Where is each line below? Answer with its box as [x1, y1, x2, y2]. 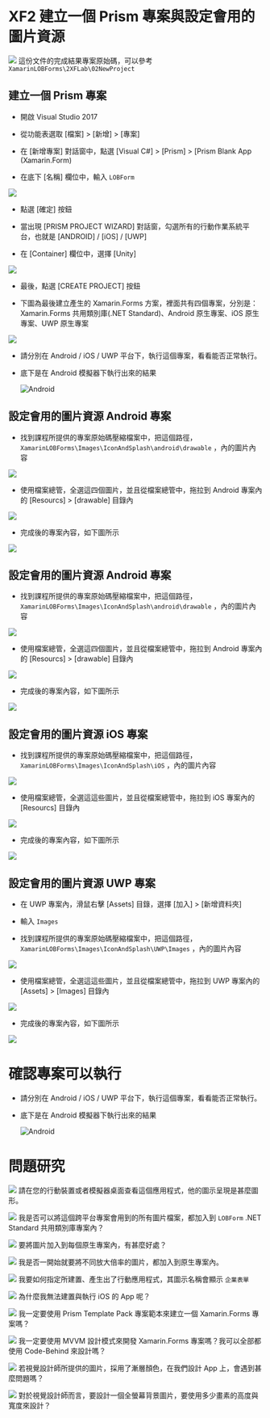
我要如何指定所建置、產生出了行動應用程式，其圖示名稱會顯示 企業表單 [18, 1274, 250, 1284]
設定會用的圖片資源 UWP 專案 [8, 876, 156, 890]
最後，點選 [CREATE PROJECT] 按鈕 [19, 280, 141, 291]
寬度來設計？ [8, 1400, 51, 1410]
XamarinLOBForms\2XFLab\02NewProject [8, 65, 135, 73]
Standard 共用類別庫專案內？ [8, 1222, 105, 1232]
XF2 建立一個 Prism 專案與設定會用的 [8, 7, 255, 26]
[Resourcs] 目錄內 [19, 803, 81, 813]
